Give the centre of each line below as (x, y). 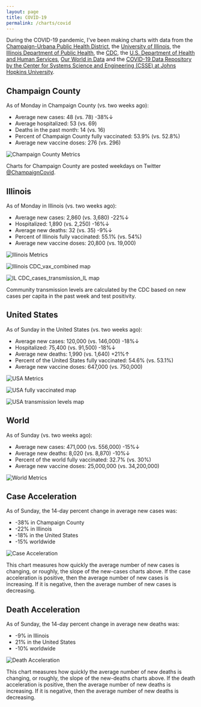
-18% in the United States (46, 536)
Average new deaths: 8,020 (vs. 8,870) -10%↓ (72, 453)
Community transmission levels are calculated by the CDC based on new (96, 290)
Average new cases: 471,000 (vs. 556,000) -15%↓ (77, 446)
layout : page (22, 12)
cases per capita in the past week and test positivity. (71, 296)
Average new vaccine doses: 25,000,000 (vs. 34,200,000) (87, 466)
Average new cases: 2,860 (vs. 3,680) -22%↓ (72, 218)
